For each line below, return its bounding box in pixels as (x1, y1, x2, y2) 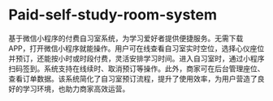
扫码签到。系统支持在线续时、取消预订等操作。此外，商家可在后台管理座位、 (8, 63, 265, 74)
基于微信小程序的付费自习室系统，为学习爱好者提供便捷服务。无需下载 (8, 33, 244, 43)
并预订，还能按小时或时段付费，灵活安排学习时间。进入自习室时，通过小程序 (8, 53, 265, 63)
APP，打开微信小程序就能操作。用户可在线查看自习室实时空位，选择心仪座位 (8, 43, 265, 53)
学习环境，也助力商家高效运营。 (22, 83, 130, 94)
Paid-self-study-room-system (8, 6, 218, 24)
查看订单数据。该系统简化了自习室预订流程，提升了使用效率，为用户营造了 (8, 74, 258, 83)
